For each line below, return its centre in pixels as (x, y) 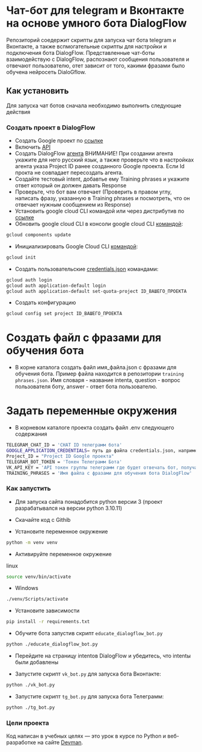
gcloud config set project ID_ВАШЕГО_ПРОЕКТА (64, 314)
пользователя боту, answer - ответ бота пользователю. (86, 387)
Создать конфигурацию (45, 302)
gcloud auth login (29, 280)
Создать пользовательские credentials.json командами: (87, 269)
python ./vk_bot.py (31, 685)
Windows (26, 588)
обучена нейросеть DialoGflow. (46, 72)
